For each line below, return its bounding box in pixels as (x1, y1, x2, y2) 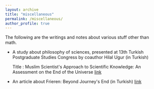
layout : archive (5, 7, 39, 12)
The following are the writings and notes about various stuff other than (5, 34, 150, 40)
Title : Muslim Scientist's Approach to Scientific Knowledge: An (12, 64, 141, 70)
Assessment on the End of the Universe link (12, 69, 102, 75)
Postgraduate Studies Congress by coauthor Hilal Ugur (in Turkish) (12, 55, 149, 60)
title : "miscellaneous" (5, 12, 54, 17)
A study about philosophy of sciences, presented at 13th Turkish (12, 49, 144, 55)
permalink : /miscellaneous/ (5, 16, 63, 21)
